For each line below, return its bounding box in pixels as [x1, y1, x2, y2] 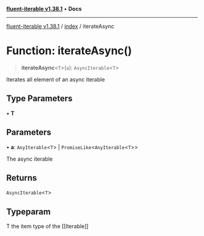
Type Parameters [6, 94, 73, 104]
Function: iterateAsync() [6, 44, 132, 58]
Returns [6, 173, 38, 183]
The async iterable [6, 155, 53, 162]
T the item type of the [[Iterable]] [6, 223, 89, 230]
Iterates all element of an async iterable [6, 75, 105, 83]
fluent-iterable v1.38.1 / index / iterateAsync [6, 23, 114, 30]
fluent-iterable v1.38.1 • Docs [6, 5, 82, 12]
